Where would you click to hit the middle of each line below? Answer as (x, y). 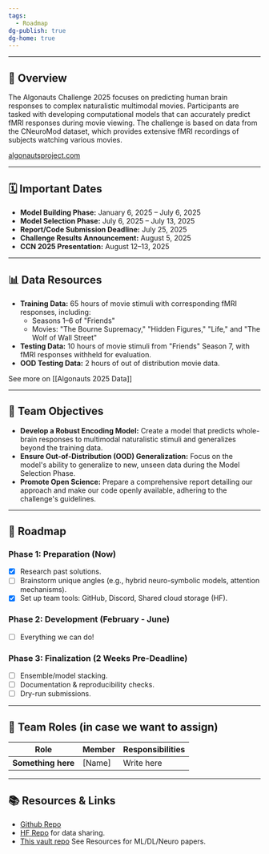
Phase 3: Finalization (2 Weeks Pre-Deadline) (98, 658)
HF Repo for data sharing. (62, 832)
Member (99, 750)
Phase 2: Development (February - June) (89, 619)
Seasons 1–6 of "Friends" (74, 320)
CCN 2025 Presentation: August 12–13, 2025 (94, 246)
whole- (248, 430)
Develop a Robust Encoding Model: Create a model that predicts (127, 430)
